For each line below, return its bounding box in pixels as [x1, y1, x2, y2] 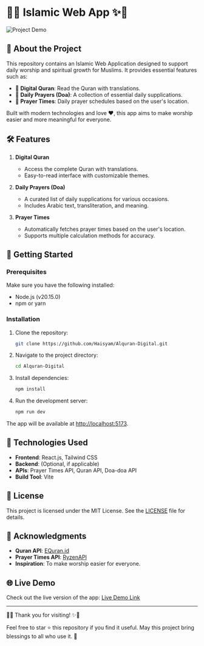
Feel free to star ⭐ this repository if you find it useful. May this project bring [6, 624, 194, 631]
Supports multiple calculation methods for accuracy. [24, 231, 155, 239]
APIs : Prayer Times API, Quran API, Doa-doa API [15, 466, 137, 474]
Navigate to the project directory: [15, 351, 98, 359]
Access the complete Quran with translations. [24, 165, 138, 172]
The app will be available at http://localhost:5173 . [6, 420, 129, 427]
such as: [6, 72, 28, 80]
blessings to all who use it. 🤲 [6, 633, 78, 640]
